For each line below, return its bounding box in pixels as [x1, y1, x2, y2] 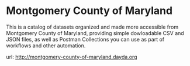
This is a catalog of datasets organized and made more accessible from [6, 23, 179, 30]
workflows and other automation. [6, 42, 86, 49]
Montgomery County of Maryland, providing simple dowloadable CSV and [6, 29, 184, 36]
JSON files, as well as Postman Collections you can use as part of [6, 36, 165, 43]
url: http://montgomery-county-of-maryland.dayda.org [6, 53, 137, 60]
